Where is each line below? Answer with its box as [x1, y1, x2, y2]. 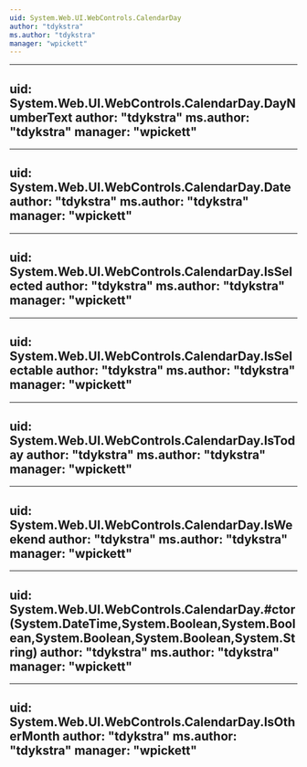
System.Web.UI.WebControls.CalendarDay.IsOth [9, 714, 296, 730]
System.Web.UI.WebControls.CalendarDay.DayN [9, 95, 297, 110]
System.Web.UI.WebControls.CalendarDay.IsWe [9, 517, 293, 532]
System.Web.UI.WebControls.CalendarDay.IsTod [9, 433, 296, 448]
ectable [9, 362, 54, 379]
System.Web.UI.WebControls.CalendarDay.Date [9, 180, 291, 195]
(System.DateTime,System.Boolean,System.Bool [9, 615, 296, 631]
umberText [9, 110, 73, 125]
